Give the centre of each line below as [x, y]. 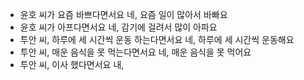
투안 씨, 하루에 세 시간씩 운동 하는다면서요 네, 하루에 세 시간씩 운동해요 [157, 39]
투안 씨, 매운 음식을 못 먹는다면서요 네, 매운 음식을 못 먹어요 [135, 52]
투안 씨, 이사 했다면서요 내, [72, 64]
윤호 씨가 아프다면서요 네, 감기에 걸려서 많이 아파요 [118, 27]
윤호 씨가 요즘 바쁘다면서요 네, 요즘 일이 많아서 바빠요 [123, 14]
